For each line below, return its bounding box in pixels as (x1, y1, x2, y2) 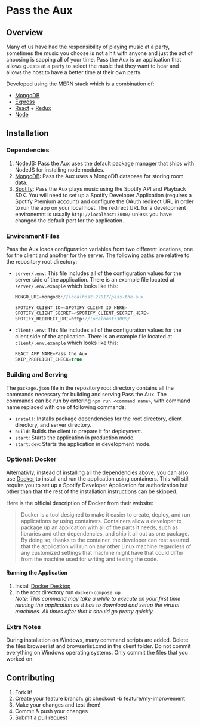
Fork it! (14, 689, 33, 696)
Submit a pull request (14, 714, 67, 721)
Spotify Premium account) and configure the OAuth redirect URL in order (14, 198, 194, 205)
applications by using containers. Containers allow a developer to (20, 517, 182, 524)
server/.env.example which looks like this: (14, 282, 119, 289)
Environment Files (6, 231, 60, 240)
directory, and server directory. (14, 421, 91, 428)
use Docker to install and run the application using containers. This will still (6, 475, 190, 482)
